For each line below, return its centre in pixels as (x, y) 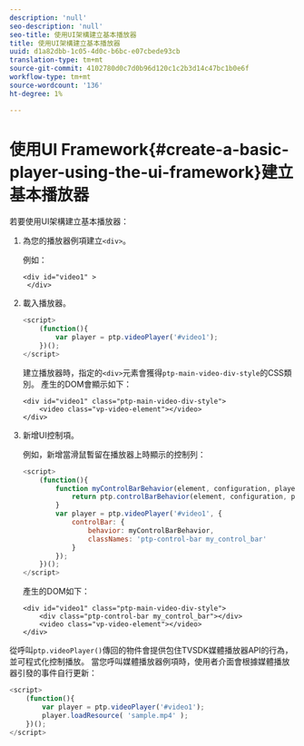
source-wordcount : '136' (56, 85)
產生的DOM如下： (56, 592)
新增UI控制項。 (50, 435)
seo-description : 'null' (56, 26)
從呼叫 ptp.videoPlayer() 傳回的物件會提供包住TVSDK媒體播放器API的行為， (151, 651)
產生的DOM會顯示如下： (86, 384)
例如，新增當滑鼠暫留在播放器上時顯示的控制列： (114, 454)
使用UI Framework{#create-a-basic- (149, 149)
